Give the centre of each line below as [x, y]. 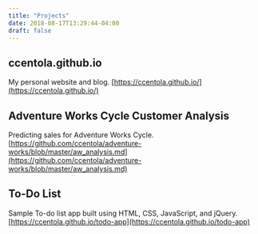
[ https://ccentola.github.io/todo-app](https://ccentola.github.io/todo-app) [129, 221]
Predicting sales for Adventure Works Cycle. [81, 135]
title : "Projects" [39, 16]
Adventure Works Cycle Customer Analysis [119, 115]
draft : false [30, 30]
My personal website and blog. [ [61, 82]
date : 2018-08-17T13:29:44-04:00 [64, 23]
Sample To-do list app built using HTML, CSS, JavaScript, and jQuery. [123, 213]
